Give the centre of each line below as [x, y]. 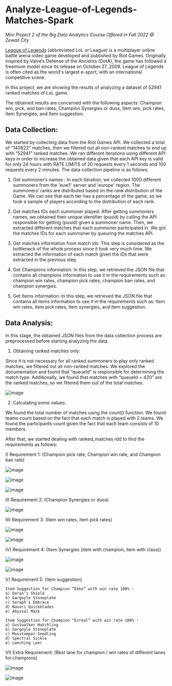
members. [16, 429]
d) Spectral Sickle [26, 638]
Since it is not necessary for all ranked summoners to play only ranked [80, 360]
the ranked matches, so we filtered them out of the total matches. [74, 383]
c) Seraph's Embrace [27, 602]
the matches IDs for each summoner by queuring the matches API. [83, 233]
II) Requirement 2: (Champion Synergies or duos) [57, 499]
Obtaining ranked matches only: [46, 351]
